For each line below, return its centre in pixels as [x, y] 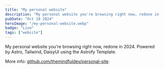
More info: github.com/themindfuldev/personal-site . [57, 61]
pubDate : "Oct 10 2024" [29, 19]
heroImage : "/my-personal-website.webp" [47, 23]
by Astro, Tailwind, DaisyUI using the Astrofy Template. [61, 52]
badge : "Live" [20, 28]
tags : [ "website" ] [24, 33]
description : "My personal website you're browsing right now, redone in [82, 14]
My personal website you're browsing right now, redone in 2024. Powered [80, 47]
